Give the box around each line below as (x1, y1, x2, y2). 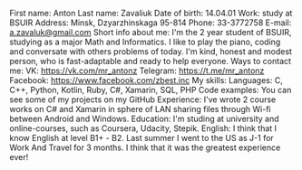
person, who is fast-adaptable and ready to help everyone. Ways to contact (9, 56, 292, 66)
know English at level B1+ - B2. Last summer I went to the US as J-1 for (9, 133, 274, 143)
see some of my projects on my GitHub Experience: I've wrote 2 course (9, 94, 277, 105)
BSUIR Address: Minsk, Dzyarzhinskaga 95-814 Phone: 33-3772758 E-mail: (9, 17, 292, 28)
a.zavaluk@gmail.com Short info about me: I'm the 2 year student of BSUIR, (9, 27, 292, 37)
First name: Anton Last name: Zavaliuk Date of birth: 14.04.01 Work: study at (9, 8, 293, 18)
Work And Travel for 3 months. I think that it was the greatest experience (9, 142, 281, 153)
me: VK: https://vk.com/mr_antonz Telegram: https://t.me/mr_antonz (9, 65, 265, 76)
